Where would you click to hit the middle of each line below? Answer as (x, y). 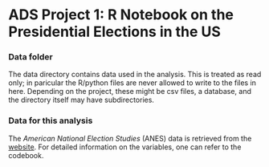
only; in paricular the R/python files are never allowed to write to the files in (132, 83)
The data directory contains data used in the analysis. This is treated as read (135, 75)
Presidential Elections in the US (114, 32)
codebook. (26, 155)
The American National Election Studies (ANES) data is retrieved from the (130, 138)
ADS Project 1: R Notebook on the (121, 15)
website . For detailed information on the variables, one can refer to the (125, 147)
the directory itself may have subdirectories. (82, 100)
